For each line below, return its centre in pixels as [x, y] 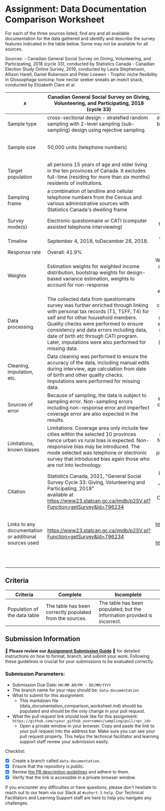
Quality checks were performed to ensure [95, 323]
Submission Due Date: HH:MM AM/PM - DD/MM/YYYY [62, 685]
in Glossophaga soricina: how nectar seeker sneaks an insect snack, [74, 79]
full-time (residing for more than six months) [99, 177]
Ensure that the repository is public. [48, 766]
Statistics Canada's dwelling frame [87, 209]
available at [60, 495]
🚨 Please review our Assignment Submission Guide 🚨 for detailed [72, 651]
